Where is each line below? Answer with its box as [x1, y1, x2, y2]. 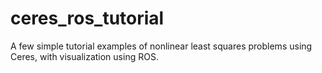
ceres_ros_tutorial [10, 7, 165, 30]
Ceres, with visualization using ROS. [10, 50, 159, 62]
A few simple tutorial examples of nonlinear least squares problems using [10, 40, 313, 52]
